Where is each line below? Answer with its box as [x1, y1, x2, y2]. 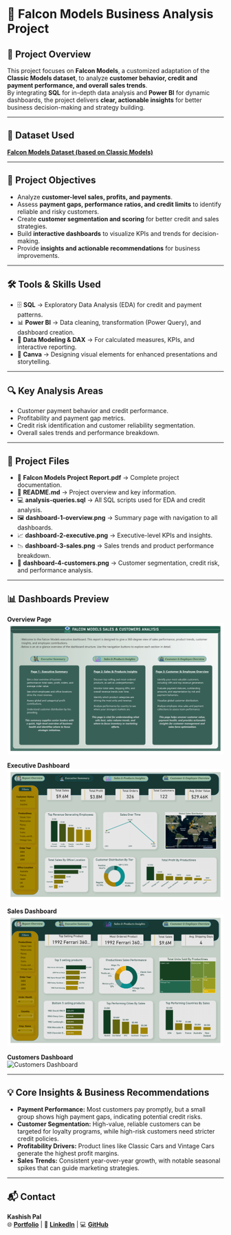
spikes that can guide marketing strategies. [16, 1163, 140, 1172]
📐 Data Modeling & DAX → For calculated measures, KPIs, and [16, 336, 195, 344]
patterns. [16, 310, 43, 319]
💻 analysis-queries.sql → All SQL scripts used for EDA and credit [16, 496, 206, 504]
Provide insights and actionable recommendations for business [16, 244, 201, 252]
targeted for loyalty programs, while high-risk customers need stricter [16, 1127, 215, 1135]
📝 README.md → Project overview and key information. [16, 488, 177, 496]
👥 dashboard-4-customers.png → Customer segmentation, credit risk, [16, 559, 220, 568]
